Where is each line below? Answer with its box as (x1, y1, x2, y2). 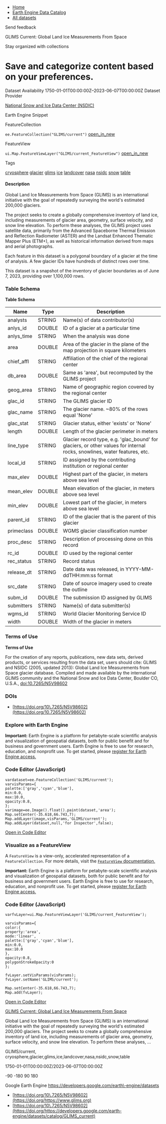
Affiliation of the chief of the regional (62, 355, 148, 362)
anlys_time (7, 333, 33, 340)
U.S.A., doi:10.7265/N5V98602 (5, 680, 68, 686)
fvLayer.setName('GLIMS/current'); (5, 977, 79, 982)
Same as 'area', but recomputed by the (62, 369, 153, 376)
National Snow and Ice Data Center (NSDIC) (5, 102, 95, 108)
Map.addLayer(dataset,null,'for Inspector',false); (5, 820, 114, 825)
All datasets (12, 15, 37, 20)
